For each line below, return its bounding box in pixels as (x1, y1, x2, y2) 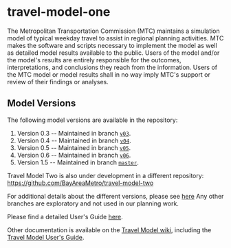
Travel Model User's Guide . (7, 233, 85, 241)
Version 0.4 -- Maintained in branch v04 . (16, 136, 132, 145)
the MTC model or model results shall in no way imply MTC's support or (7, 70, 211, 79)
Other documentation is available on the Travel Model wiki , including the (7, 225, 212, 234)
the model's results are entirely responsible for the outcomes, (7, 55, 181, 64)
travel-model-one (7, 4, 111, 20)
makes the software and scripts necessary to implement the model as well (7, 41, 218, 49)
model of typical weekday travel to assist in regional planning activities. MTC (7, 34, 224, 42)
